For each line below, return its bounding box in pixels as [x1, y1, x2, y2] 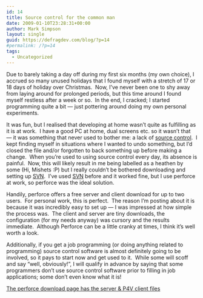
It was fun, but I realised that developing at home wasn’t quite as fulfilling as [6, 121, 196, 128]
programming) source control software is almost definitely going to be [6, 247, 181, 254]
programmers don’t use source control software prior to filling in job [6, 267, 176, 274]
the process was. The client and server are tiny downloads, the [6, 210, 165, 217]
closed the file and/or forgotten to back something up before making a [6, 147, 182, 154]
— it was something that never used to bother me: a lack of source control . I [6, 134, 198, 141]
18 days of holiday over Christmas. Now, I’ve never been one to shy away [6, 83, 190, 91]
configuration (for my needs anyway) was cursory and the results [6, 216, 170, 223]
